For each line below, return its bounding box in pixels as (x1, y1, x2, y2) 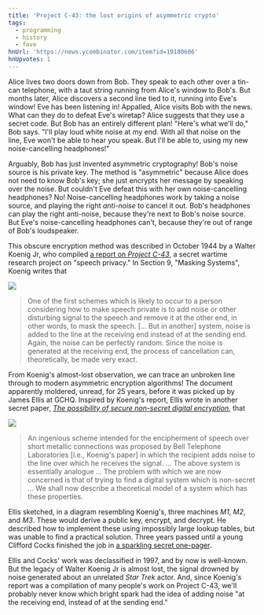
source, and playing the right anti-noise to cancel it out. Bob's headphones (8, 201, 251, 210)
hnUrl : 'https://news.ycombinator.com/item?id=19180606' (8, 48, 199, 56)
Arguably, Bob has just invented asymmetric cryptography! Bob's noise (8, 159, 238, 168)
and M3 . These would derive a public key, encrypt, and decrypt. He (8, 515, 226, 525)
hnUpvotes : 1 (8, 56, 51, 64)
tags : (8, 19, 26, 27)
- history (15, 33, 47, 42)
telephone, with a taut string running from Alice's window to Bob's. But (22, 85, 251, 94)
